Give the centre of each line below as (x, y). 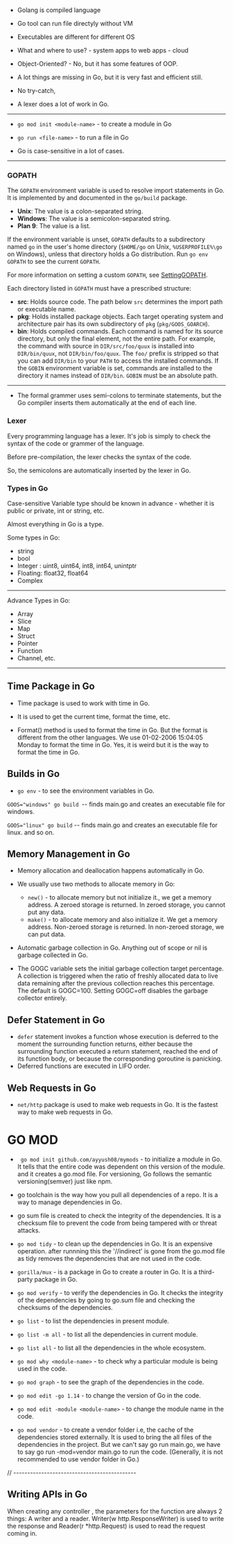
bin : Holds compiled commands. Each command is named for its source (120, 332)
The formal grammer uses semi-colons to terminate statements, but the (119, 395)
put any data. (46, 912)
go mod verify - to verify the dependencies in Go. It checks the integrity (120, 1292)
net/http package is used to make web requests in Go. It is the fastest (118, 1104)
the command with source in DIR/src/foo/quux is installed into (106, 346)
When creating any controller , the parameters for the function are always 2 (115, 1511)
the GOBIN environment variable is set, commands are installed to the (115, 368)
